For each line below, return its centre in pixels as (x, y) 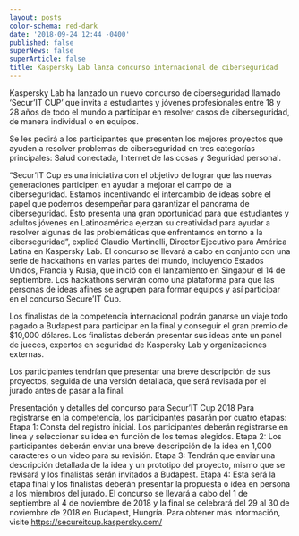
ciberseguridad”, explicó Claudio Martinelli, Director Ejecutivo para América (148, 242)
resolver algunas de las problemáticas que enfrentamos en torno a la (136, 232)
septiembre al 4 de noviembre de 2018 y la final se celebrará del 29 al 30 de (149, 503)
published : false (42, 43)
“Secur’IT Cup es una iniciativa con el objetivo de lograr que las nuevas (141, 174)
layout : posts (36, 17)
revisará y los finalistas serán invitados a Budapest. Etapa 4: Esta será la (142, 474)
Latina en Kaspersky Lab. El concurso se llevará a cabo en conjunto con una (150, 251)
